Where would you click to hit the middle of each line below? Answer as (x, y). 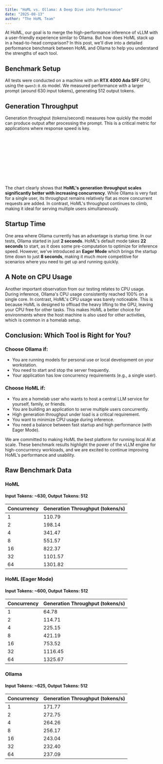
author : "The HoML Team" (30, 19)
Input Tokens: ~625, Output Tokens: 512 (46, 686)
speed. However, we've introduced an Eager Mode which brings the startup (81, 251)
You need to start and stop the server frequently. (61, 370)
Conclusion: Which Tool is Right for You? (68, 335)
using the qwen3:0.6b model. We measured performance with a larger (74, 85)
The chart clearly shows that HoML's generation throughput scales (73, 188)
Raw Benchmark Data (38, 470)
